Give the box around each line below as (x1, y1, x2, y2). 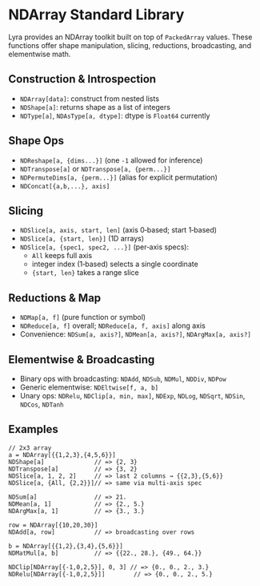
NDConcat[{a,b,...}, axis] (19, 182, 110, 190)
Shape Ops (8, 134, 64, 148)
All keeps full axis (31, 251, 93, 261)
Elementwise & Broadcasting (8, 353, 155, 366)
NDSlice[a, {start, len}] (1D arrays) (19, 234, 145, 244)
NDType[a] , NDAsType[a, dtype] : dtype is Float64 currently (19, 111, 210, 120)
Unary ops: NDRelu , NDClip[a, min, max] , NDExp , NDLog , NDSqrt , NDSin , (19, 391, 246, 400)
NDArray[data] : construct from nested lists (19, 94, 160, 103)
